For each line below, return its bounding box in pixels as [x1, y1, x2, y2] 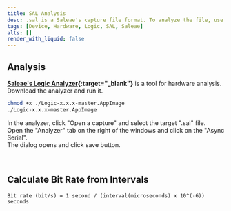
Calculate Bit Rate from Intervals [7, 174, 150, 186]
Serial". [7, 133, 28, 142]
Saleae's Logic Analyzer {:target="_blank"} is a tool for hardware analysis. [7, 79, 222, 87]
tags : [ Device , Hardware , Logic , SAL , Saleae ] [7, 23, 143, 30]
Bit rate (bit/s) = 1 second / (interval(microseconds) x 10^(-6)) [7, 192, 205, 199]
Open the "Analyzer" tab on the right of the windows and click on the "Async [7, 126, 225, 134]
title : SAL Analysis [7, 10, 67, 17]
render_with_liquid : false [7, 36, 85, 43]
